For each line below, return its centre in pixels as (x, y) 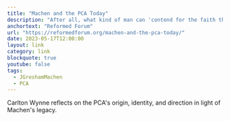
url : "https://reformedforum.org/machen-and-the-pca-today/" (96, 32)
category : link (29, 52)
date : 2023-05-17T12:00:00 (46, 39)
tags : (15, 70)
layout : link (26, 45)
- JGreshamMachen (38, 77)
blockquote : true (32, 58)
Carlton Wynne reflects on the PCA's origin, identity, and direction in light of (114, 103)
